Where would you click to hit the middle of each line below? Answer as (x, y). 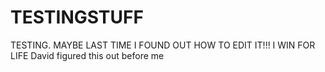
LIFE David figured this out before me (87, 55)
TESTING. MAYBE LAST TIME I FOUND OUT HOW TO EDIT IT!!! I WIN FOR (163, 45)
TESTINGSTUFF (77, 17)
